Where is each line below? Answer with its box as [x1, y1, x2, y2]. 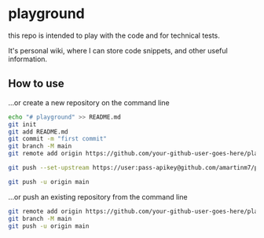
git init [8, 120, 37, 128]
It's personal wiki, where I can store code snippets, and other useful [8, 46, 228, 55]
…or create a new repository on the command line [8, 97, 170, 107]
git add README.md [8, 127, 68, 136]
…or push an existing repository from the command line [8, 192, 188, 201]
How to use [8, 77, 64, 90]
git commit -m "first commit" [8, 135, 108, 143]
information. [8, 54, 48, 64]
